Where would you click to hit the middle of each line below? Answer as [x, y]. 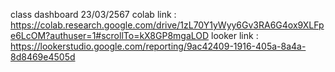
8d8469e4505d [43, 57]
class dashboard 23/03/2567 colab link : [93, 14]
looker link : [235, 35]
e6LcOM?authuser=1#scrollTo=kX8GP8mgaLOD [110, 35]
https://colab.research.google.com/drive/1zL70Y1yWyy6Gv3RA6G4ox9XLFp [167, 25]
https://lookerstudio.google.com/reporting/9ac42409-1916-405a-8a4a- [158, 46]
